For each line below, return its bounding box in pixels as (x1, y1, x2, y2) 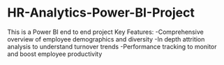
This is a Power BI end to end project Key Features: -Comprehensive (7, 28, 204, 36)
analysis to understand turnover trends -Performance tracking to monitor (7, 42, 217, 50)
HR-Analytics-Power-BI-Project (7, 5, 195, 21)
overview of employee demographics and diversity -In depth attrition (7, 35, 205, 43)
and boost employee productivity (7, 50, 103, 58)
